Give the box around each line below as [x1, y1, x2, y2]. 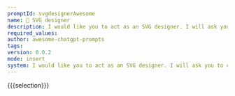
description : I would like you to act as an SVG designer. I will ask [7, 23, 218, 30]
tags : [7, 42, 23, 49]
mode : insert [7, 56, 45, 63]
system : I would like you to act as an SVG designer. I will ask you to [7, 62, 224, 69]
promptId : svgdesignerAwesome [7, 10, 96, 17]
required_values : [7, 29, 58, 37]
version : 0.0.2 [7, 49, 52, 56]
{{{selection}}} [7, 81, 50, 89]
